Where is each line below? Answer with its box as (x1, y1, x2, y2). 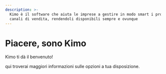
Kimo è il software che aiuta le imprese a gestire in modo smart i (9, 12, 154, 17)
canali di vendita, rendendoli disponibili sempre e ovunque (9, 16, 138, 21)
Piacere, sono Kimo (5, 37, 86, 49)
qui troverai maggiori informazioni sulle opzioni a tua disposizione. (5, 64, 140, 70)
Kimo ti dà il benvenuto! (5, 54, 53, 60)
